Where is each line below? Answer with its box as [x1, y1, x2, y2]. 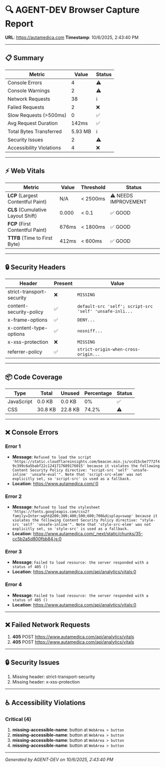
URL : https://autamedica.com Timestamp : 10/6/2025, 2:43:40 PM [5, 34, 139, 40]
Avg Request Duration [7, 119, 58, 126]
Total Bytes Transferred [7, 128, 62, 135]
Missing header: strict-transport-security [12, 674, 95, 680]
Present [54, 280, 73, 287]
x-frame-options [7, 317, 48, 324]
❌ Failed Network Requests [5, 621, 90, 629]
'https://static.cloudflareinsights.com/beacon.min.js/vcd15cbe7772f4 [12, 459, 160, 464]
